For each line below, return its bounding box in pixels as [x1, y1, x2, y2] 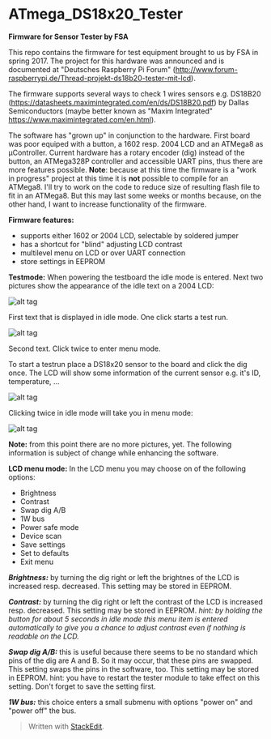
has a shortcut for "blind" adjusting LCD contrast [19, 239, 183, 249]
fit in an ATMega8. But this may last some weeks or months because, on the [8, 190, 261, 200]
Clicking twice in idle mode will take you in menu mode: [8, 408, 193, 417]
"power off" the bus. [8, 706, 77, 716]
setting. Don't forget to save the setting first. [8, 681, 156, 691]
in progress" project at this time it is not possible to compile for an [8, 173, 229, 183]
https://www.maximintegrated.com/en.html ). [8, 114, 156, 124]
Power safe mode [19, 522, 79, 532]
